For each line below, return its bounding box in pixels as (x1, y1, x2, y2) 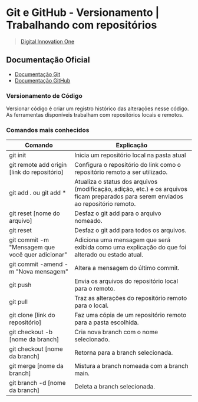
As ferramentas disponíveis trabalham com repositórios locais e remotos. (6, 111, 184, 118)
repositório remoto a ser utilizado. (74, 168, 168, 176)
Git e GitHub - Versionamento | (6, 6, 160, 19)
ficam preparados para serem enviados (74, 192, 184, 200)
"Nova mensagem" (15, 268, 69, 276)
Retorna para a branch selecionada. (74, 348, 173, 357)
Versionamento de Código (6, 91, 82, 100)
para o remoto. (74, 285, 115, 293)
